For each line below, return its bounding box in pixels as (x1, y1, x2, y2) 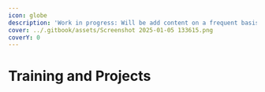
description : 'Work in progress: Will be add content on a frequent (8, 19, 238, 27)
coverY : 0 (8, 33, 41, 42)
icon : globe (8, 11, 47, 20)
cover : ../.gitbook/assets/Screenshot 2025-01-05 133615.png (8, 26, 214, 34)
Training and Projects (8, 68, 151, 85)
